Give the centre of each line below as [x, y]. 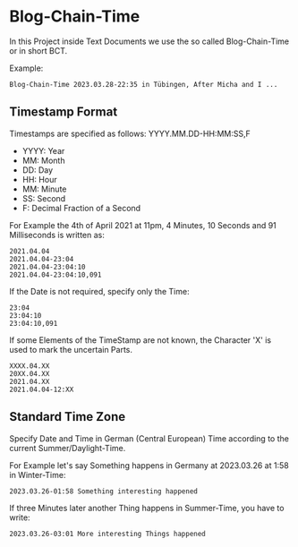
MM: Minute [44, 189]
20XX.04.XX [30, 373]
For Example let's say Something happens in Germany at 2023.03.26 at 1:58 [149, 465]
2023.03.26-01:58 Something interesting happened [104, 491]
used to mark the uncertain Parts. [71, 349]
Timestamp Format [64, 112]
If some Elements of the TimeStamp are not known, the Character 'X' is [140, 340]
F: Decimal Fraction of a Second [81, 208]
